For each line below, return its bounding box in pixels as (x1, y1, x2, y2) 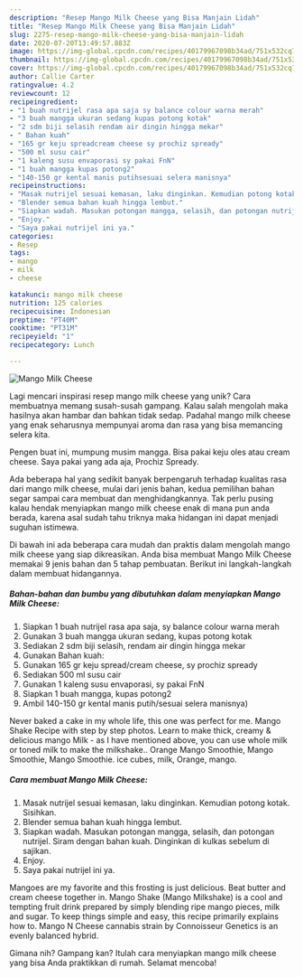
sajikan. (22, 845, 51, 856)
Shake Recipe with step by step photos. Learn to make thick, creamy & (9, 725, 271, 736)
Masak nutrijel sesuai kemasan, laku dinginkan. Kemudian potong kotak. (22, 797, 290, 808)
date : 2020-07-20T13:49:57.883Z (9, 38, 131, 48)
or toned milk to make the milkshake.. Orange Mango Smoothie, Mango (9, 744, 273, 755)
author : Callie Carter (9, 72, 95, 81)
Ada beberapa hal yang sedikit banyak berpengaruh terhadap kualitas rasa (9, 474, 287, 484)
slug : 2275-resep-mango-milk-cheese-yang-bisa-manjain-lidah (9, 30, 244, 39)
